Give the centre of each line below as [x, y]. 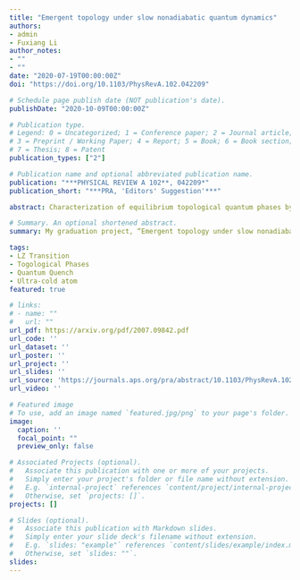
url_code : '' [33, 338]
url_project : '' [39, 363]
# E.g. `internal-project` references [86, 487]
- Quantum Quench [42, 273]
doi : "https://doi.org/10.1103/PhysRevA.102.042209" [109, 84]
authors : [25, 26]
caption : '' [40, 430]
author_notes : [36, 51]
